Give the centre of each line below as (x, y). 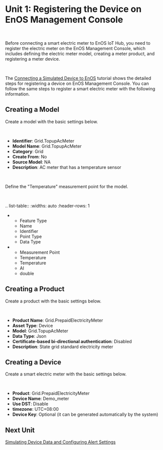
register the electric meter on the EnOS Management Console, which (75, 48)
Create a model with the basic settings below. (52, 121)
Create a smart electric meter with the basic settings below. (66, 374)
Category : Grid (28, 151)
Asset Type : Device (33, 325)
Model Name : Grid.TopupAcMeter (47, 146)
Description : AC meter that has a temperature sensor (67, 167)
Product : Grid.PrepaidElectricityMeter (51, 393)
